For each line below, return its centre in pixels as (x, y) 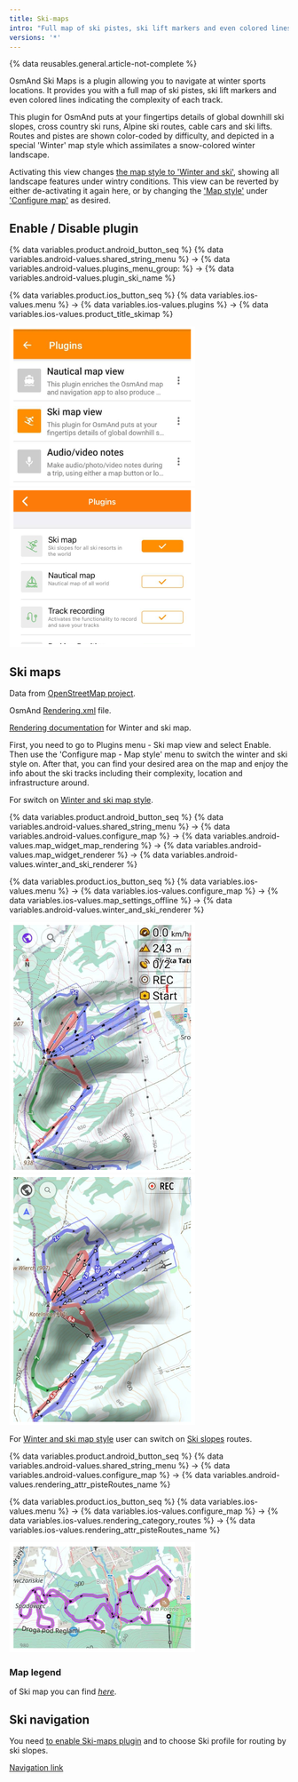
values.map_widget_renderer (62, 855)
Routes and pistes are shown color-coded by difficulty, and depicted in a (142, 136)
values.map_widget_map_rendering (74, 845)
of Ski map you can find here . (63, 1691)
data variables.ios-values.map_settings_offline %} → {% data (121, 900)
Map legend (35, 1672)
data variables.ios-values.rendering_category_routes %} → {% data (132, 1520)
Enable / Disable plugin (74, 228)
